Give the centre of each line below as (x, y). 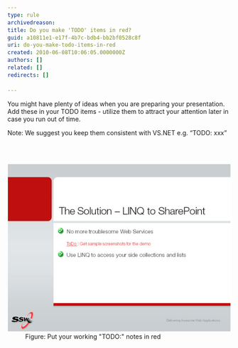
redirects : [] (28, 75)
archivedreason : (31, 22)
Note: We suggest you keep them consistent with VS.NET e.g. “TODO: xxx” (117, 132)
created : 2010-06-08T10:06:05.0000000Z (66, 53)
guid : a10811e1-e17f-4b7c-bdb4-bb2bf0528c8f (74, 38)
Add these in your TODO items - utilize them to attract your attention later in (118, 111)
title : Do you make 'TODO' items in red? (70, 30)
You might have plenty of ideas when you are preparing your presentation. (116, 104)
